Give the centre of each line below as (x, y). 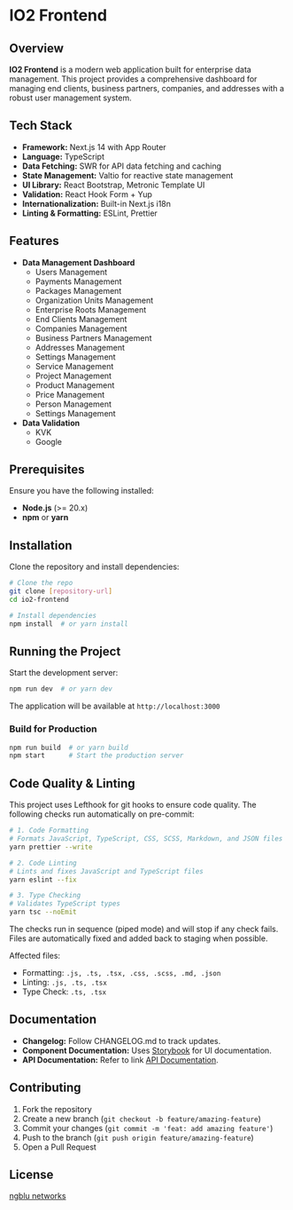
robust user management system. (70, 98)
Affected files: (35, 956)
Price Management (70, 394)
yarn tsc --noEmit (43, 912)
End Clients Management (81, 319)
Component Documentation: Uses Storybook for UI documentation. (146, 1050)
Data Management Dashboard (78, 262)
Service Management (74, 366)
